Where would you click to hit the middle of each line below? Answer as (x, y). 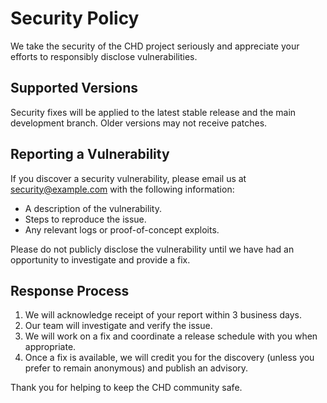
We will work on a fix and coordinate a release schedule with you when (171, 336)
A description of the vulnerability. (93, 208)
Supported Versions (74, 88)
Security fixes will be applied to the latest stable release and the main (153, 112)
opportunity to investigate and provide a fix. (100, 259)
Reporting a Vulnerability (90, 154)
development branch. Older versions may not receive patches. (139, 123)
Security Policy (75, 18)
